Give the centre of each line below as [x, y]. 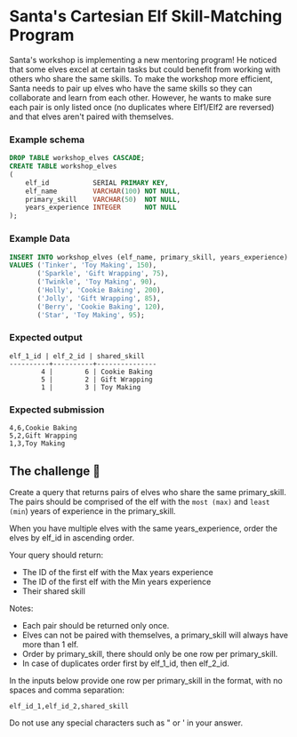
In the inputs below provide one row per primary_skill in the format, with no [146, 680]
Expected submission [57, 409]
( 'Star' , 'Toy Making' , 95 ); [91, 315]
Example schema [47, 140]
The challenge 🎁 [55, 471]
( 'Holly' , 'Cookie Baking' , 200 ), [101, 291]
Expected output [46, 338]
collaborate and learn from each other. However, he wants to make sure [140, 97]
